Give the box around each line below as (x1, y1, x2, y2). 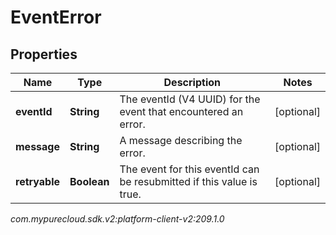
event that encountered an (119, 105, 244, 118)
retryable (15, 175, 60, 188)
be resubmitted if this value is (119, 175, 258, 188)
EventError (10, 6, 102, 29)
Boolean (69, 175, 110, 188)
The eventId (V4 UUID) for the (119, 92, 261, 106)
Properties (10, 46, 78, 63)
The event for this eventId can (119, 162, 260, 176)
